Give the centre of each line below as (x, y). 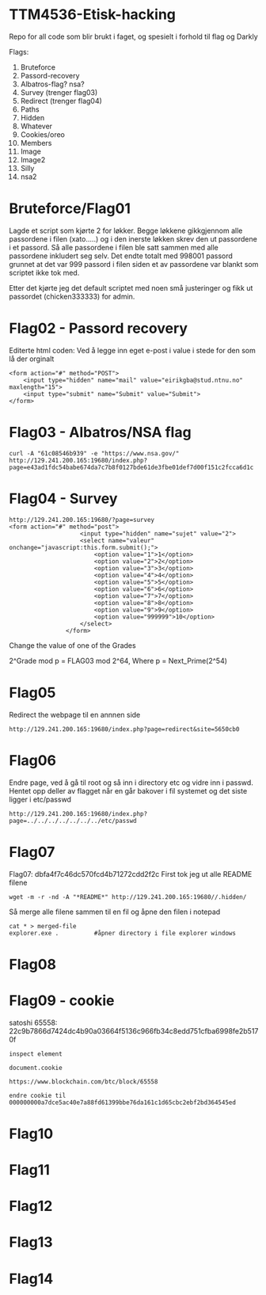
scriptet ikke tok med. (44, 272)
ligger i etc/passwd (40, 799)
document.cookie (36, 1068)
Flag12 (31, 1206)
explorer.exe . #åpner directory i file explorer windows (123, 933)
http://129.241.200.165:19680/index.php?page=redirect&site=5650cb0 (124, 729)
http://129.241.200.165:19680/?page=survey (82, 520)
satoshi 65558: (33, 1023)
